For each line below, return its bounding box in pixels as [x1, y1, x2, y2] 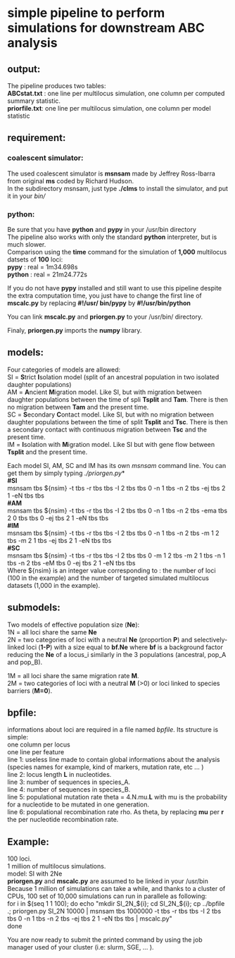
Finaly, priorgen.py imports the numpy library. [7, 326, 142, 334]
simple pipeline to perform [7, 5, 165, 21]
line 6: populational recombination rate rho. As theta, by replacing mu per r [7, 808, 224, 816]
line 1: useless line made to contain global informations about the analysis [7, 756, 220, 764]
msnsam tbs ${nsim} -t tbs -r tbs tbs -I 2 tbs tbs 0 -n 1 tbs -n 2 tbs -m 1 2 [7, 529, 220, 537]
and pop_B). [7, 658, 43, 666]
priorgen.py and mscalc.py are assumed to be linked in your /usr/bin [7, 877, 209, 885]
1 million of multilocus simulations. [7, 862, 106, 871]
